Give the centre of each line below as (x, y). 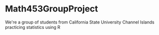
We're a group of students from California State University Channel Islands (80, 22)
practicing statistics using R (33, 27)
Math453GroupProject (52, 9)
